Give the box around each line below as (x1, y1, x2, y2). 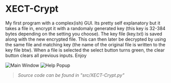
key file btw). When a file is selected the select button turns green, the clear (5, 47, 165, 53)
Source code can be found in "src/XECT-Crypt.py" (17, 72, 125, 78)
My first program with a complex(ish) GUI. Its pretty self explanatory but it (5, 20, 161, 26)
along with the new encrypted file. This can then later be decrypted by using (5, 36, 166, 42)
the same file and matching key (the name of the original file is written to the (5, 41, 166, 47)
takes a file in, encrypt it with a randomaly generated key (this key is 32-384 (5, 25, 166, 31)
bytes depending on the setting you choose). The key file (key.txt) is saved (5, 31, 162, 37)
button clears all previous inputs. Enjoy (5, 52, 87, 59)
